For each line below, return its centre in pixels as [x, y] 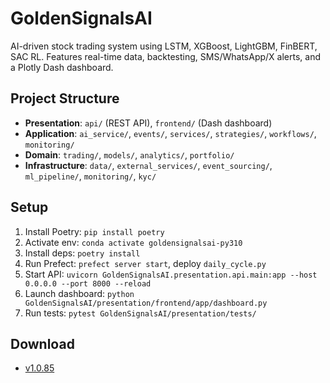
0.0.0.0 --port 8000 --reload [88, 283]
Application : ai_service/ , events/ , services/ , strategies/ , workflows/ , [170, 133]
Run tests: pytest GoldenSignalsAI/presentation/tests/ [140, 313]
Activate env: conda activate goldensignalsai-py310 [133, 242]
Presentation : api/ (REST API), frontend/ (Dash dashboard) [148, 123]
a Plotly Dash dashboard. [62, 67]
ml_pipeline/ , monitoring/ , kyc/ [90, 176]
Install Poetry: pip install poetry [94, 231]
